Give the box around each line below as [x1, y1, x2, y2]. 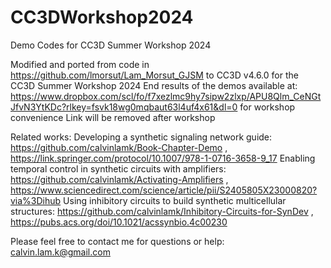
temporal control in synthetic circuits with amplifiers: [10, 162, 227, 175]
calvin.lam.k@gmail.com [10, 246, 111, 258]
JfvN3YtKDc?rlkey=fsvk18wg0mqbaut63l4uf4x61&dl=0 [10, 101, 238, 113]
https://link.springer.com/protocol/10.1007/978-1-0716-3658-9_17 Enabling [10, 152, 316, 164]
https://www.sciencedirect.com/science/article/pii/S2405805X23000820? [10, 184, 318, 196]
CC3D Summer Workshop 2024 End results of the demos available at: [10, 79, 298, 91]
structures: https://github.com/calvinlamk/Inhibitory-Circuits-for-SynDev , [10, 205, 314, 217]
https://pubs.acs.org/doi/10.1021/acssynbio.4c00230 [10, 216, 228, 228]
